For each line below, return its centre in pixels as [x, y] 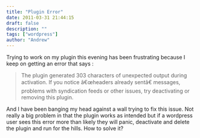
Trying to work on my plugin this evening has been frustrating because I [96, 57]
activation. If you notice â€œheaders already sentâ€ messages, [101, 82]
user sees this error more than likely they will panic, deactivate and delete [98, 122]
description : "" [27, 29]
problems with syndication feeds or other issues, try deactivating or [105, 91]
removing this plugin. [47, 97]
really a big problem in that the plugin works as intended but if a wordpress [100, 115]
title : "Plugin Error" [35, 12]
